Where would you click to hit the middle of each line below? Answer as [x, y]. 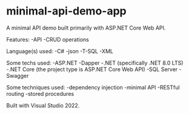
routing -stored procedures [40, 93]
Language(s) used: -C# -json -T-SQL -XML [60, 51]
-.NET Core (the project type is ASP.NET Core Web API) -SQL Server [92, 69]
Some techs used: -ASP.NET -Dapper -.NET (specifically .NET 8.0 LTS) [95, 63]
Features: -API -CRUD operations [48, 39]
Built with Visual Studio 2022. [43, 105]
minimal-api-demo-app [66, 11]
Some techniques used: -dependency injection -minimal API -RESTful [93, 87]
